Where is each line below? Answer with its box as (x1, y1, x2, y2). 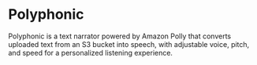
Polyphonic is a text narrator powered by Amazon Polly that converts (8, 31, 231, 41)
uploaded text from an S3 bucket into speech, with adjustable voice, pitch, (8, 39, 250, 49)
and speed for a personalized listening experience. (8, 48, 173, 57)
